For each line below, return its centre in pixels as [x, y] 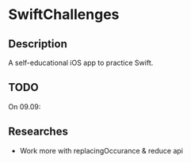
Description [38, 44]
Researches [38, 132]
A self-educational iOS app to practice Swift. [81, 63]
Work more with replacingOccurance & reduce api [101, 150]
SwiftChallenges [64, 15]
